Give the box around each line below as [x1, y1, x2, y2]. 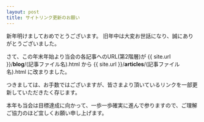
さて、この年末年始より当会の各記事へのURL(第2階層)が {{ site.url [6, 52, 171, 60]
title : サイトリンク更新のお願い [6, 15, 80, 21]
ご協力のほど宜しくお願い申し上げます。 [6, 109, 108, 117]
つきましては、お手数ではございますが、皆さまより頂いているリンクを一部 [6, 81, 193, 88]
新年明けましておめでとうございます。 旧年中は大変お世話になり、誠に [6, 32, 183, 40]
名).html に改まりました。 [6, 68, 71, 75]
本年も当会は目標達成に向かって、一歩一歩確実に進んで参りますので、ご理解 [6, 101, 198, 109]
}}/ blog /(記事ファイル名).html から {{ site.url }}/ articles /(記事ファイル [6, 60, 180, 68]
